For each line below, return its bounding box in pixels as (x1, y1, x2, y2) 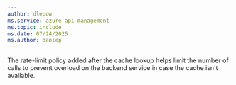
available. (7, 72, 36, 80)
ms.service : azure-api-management (7, 17, 110, 24)
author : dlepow (7, 10, 53, 18)
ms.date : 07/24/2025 (7, 30, 69, 38)
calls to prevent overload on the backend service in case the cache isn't (7, 64, 218, 72)
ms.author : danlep (7, 37, 62, 44)
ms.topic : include (7, 23, 62, 30)
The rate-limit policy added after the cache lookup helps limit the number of (7, 56, 229, 64)
